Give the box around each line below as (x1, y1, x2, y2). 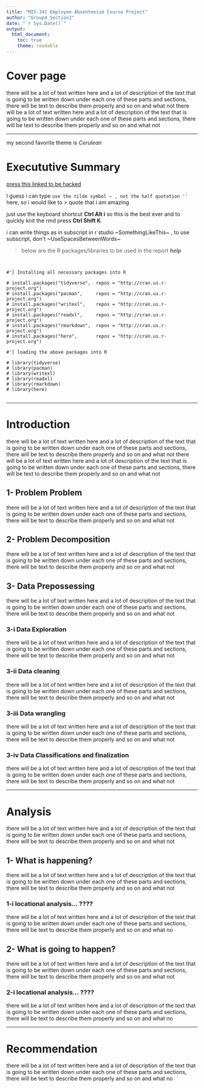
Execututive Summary (6, 161, 121, 174)
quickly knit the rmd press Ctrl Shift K (6, 217, 101, 224)
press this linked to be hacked (6, 180, 81, 187)
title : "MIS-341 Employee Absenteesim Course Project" (6, 9, 148, 15)
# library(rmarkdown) (6, 381, 61, 387)
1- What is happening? (6, 855, 93, 865)
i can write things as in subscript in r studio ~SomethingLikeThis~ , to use (6, 229, 190, 236)
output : (6, 26, 26, 32)
